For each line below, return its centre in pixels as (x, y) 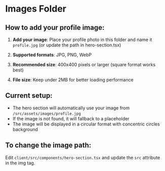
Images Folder (36, 9)
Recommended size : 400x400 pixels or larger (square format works (84, 65)
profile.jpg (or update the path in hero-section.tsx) (67, 45)
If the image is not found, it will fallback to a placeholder (71, 118)
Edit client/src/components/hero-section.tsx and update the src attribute (83, 157)
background (25, 129)
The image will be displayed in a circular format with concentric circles (86, 124)
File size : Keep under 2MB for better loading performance (73, 80)
